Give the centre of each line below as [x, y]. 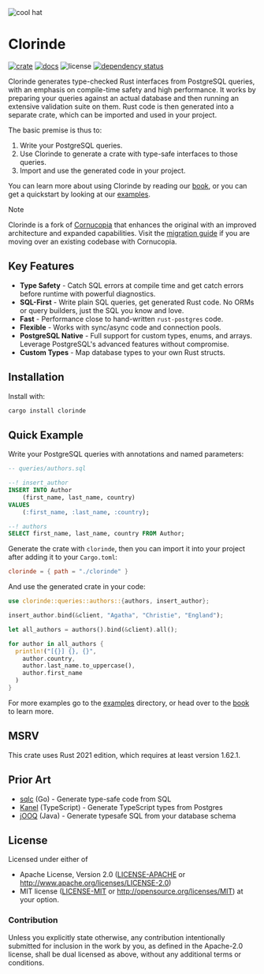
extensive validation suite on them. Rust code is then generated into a [121, 106]
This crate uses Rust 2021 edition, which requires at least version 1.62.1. [125, 755]
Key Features [41, 266]
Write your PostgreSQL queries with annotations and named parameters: [126, 454]
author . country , [49, 659]
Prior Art [30, 780]
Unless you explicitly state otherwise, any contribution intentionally [117, 937]
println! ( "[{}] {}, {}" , [56, 651]
